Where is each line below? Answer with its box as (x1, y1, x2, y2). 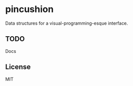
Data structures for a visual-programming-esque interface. (5, 20, 128, 26)
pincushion (5, 4, 54, 15)
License (5, 63, 31, 71)
